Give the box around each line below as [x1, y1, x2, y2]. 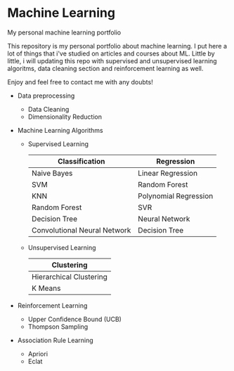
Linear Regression [138, 168, 198, 178]
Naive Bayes [31, 168, 73, 178]
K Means [31, 283, 61, 293]
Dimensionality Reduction [27, 112, 102, 121]
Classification [57, 156, 105, 166]
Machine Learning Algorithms [17, 126, 103, 134]
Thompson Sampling [27, 322, 89, 331]
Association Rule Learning [17, 336, 93, 344]
